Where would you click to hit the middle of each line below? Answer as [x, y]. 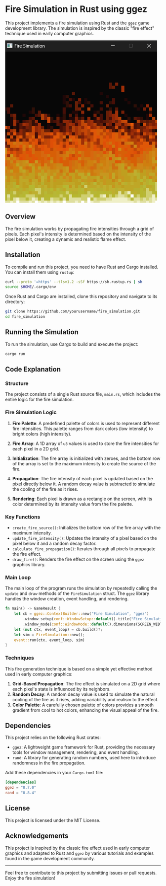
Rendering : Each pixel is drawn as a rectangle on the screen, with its [82, 499]
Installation [23, 255]
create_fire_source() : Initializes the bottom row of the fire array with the [86, 528]
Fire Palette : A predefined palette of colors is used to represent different [86, 423]
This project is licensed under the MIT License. [53, 820]
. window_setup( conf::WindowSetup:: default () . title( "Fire [83, 619]
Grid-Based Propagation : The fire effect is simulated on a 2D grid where [86, 683]
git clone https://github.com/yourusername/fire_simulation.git [73, 311]
